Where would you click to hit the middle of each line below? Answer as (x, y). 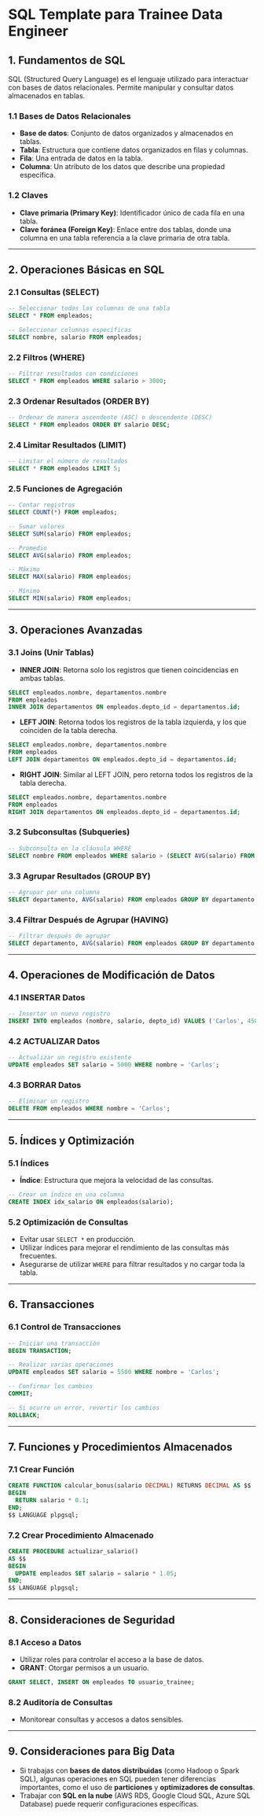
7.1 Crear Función (41, 1469)
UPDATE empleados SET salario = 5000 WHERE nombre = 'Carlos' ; (114, 1065)
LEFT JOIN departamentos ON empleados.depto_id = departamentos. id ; (123, 760)
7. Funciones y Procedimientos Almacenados (121, 1448)
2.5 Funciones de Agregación (66, 488)
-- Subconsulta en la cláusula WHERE (70, 848)
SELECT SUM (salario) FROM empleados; (70, 534)
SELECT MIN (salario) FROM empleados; (70, 599)
